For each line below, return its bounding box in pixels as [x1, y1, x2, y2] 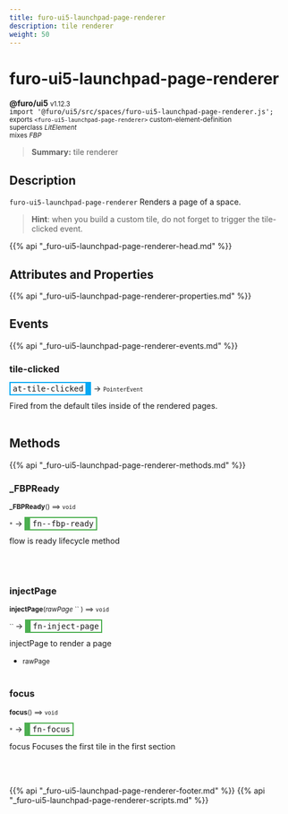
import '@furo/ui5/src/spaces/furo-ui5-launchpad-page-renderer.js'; [9, 108, 275, 117]
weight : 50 [9, 30, 50, 39]
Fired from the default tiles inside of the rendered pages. [9, 401, 218, 411]
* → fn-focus [9, 723, 71, 734]
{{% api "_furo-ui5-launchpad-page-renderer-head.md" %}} [9, 241, 233, 252]
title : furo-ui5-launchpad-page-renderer [9, 13, 166, 22]
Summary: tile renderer [30, 147, 119, 158]
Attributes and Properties [9, 266, 154, 282]
